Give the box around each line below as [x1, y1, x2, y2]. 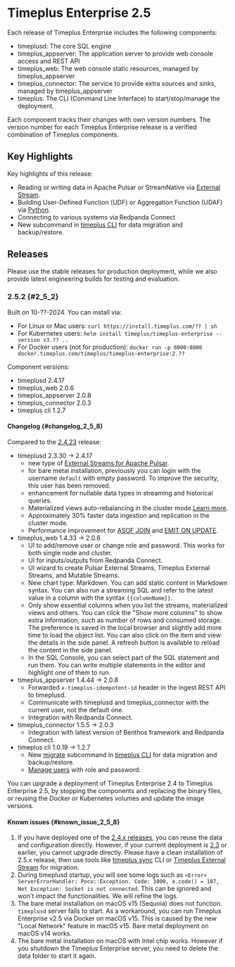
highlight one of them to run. [27, 669, 111, 677]
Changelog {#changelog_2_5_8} [7, 422, 103, 431]
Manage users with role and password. [27, 766, 141, 774]
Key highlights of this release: [7, 169, 93, 177]
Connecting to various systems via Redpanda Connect [17, 213, 176, 221]
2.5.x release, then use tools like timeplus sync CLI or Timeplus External [17, 856, 227, 864]
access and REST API [17, 56, 80, 65]
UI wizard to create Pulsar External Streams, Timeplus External [27, 564, 210, 572]
